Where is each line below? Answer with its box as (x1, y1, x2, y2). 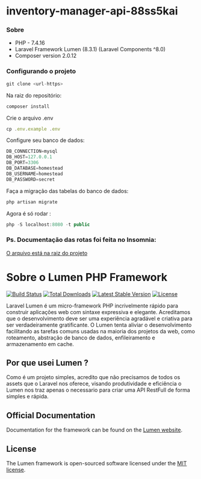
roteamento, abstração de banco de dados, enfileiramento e (6, 334, 155, 341)
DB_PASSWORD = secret (6, 176, 55, 182)
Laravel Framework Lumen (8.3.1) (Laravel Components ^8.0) (14, 46, 166, 53)
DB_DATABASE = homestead (6, 165, 63, 172)
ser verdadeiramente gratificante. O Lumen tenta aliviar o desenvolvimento (6, 321, 192, 329)
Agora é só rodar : (6, 209, 51, 217)
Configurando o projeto (6, 67, 76, 76)
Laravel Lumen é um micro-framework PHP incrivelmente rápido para (6, 302, 179, 309)
